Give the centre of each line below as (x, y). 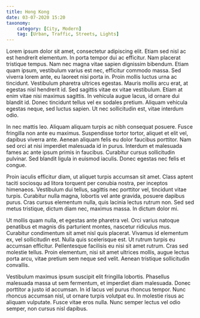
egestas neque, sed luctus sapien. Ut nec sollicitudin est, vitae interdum (95, 109)
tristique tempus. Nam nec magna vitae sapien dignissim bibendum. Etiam (98, 64)
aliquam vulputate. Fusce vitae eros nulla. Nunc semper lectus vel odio (93, 302)
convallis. (18, 265)
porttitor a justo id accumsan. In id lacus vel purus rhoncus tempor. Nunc (96, 290)
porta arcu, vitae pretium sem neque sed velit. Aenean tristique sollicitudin (98, 258)
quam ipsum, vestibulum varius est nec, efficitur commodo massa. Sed (94, 70)
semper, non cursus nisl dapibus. (47, 309)
